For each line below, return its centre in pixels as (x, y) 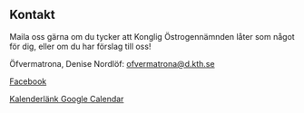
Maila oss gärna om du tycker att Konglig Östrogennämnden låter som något (152, 36)
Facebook (28, 81)
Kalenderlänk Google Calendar (67, 99)
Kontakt (33, 15)
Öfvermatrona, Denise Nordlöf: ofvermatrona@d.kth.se (112, 63)
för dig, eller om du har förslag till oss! (80, 46)
